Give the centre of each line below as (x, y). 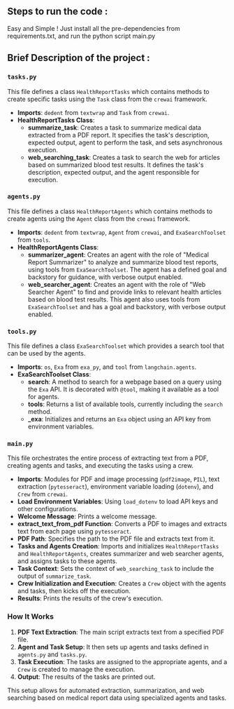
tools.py (22, 331)
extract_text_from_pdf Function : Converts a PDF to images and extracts (122, 524)
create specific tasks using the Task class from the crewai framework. (107, 99)
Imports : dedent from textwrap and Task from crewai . (93, 112)
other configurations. (47, 509)
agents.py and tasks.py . (52, 654)
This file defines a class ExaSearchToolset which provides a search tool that (116, 346)
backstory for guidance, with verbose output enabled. (105, 277)
